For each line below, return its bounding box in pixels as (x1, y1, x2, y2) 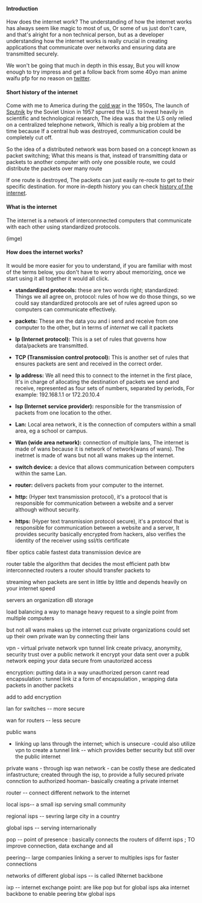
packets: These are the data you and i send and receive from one (14, 317, 178, 325)
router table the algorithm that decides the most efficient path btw (6, 560, 170, 567)
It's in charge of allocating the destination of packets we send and (14, 378, 180, 385)
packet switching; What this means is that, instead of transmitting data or (6, 152, 188, 159)
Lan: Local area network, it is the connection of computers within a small (14, 420, 196, 428)
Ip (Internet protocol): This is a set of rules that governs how (14, 335, 167, 343)
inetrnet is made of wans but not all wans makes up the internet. (14, 451, 175, 458)
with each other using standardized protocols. (6, 223, 121, 230)
